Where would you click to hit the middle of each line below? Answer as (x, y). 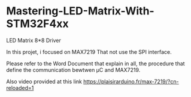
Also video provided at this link (44, 81)
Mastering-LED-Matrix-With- (80, 11)
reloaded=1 (20, 87)
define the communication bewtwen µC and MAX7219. (73, 69)
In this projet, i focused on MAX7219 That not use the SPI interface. (89, 51)
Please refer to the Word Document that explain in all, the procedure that (95, 63)
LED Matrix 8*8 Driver (34, 40)
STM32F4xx (37, 24)
